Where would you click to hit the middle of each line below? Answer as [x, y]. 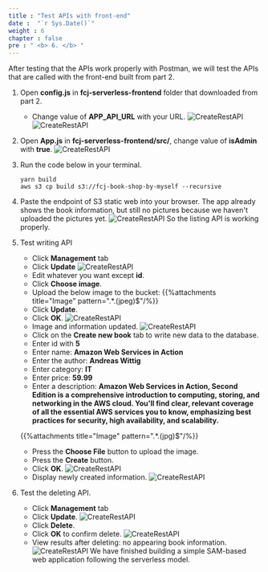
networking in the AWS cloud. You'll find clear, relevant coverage [143, 403]
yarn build [38, 180]
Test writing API [46, 243]
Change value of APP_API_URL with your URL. [109, 116]
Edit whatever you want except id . [88, 276]
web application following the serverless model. [111, 560]
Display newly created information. [89, 477]
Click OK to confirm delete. [77, 534]
